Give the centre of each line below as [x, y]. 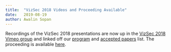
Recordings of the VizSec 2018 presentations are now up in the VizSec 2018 [85, 34]
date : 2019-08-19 [26, 15]
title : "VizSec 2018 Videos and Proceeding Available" [66, 10]
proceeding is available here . [36, 44]
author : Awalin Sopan [28, 19]
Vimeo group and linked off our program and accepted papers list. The [80, 39]
